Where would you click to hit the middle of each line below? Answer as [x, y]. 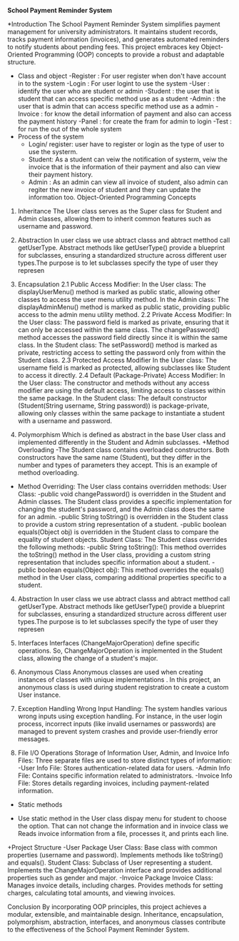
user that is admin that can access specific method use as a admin [116, 106]
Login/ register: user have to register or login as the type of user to [126, 144]
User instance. [39, 695]
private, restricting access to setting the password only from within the [122, 352]
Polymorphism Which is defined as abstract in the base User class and [122, 434]
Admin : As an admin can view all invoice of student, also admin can [128, 182]
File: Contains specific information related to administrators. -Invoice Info [125, 775]
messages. [34, 739]
